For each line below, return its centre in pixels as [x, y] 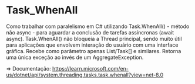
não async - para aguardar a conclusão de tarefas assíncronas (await [90, 32]
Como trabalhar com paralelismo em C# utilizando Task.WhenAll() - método [98, 26]
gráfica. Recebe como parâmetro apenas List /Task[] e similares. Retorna [94, 51]
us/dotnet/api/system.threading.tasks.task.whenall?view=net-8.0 [85, 75]
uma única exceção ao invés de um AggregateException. [75, 57]
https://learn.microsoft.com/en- [90, 68]
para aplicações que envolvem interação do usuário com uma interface [92, 45]
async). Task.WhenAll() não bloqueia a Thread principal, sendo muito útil [94, 38]
